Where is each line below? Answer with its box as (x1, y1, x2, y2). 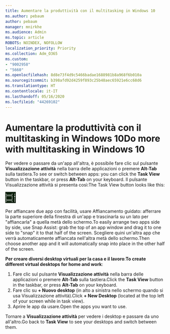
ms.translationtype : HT (5, 83, 56, 88)
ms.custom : (5, 56, 28, 62)
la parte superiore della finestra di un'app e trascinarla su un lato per (5, 214, 149, 220)
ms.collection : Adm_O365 (5, 51, 58, 56)
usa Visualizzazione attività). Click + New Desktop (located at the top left (12, 293, 164, 299)
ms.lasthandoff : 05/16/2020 (5, 94, 65, 99)
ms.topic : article (5, 35, 44, 40)
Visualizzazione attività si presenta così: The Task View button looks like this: (5, 182, 165, 188)
